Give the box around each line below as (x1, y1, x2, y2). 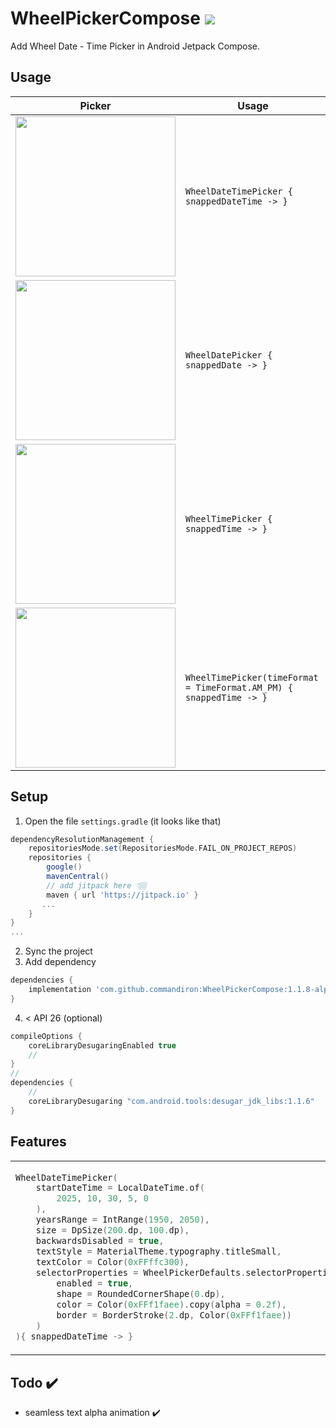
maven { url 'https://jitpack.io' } (46, 890, 199, 900)
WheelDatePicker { (185, 349, 273, 361)
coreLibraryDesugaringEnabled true (28, 1040, 177, 1051)
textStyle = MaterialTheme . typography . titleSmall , (35, 1246, 282, 1257)
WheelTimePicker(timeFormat (185, 672, 319, 683)
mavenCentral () (46, 872, 110, 882)
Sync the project (24, 945, 93, 957)
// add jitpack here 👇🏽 (46, 880, 147, 891)
